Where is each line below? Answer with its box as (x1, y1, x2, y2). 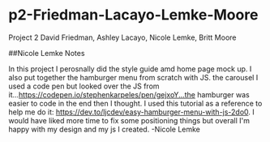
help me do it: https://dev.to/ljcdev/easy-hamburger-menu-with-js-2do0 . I (8, 107, 255, 117)
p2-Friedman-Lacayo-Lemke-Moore (8, 6, 259, 24)
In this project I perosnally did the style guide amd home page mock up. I (8, 63, 252, 74)
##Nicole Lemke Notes (8, 48, 85, 58)
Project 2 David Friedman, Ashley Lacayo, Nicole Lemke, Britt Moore (8, 32, 237, 42)
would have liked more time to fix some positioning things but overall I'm (8, 115, 250, 125)
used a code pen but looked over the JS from (8, 81, 160, 91)
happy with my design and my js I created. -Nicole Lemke (8, 124, 201, 134)
